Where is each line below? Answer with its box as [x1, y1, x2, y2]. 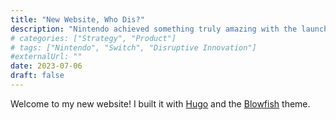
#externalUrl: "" [10, 52, 83, 62]
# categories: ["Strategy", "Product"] [10, 33, 177, 43]
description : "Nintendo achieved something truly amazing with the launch [10, 24, 329, 34]
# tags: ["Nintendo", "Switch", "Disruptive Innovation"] [10, 42, 257, 53]
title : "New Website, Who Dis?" [10, 14, 145, 25]
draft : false [10, 71, 65, 81]
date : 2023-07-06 [10, 61, 83, 71]
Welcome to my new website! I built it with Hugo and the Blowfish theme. [10, 97, 311, 110]
